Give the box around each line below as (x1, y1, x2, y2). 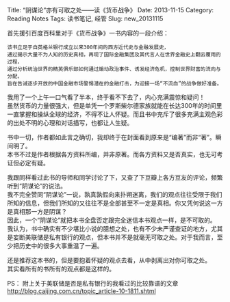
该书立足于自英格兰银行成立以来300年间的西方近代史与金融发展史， (7, 44, 170, 51)
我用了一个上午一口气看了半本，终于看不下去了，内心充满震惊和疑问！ (7, 93, 205, 101)
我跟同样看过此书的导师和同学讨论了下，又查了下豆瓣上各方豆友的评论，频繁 (7, 174, 223, 181)
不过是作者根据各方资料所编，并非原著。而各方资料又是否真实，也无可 (18, 150, 217, 159)
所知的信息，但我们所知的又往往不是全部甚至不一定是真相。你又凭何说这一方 (7, 199, 223, 207)
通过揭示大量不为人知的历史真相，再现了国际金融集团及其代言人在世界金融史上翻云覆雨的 (7, 51, 221, 58)
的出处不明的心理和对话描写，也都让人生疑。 (7, 119, 133, 126)
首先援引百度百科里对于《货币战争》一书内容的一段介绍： (7, 29, 169, 37)
